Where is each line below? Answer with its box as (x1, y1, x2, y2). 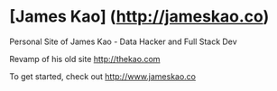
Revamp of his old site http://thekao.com (9, 53, 161, 64)
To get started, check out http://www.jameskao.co (9, 70, 197, 82)
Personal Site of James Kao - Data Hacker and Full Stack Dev (9, 36, 237, 47)
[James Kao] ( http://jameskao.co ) (9, 6, 270, 27)
